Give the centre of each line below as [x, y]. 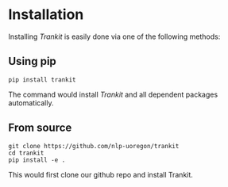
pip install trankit [43, 80]
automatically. [31, 103]
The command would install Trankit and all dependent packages [113, 94]
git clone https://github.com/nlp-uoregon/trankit [94, 146]
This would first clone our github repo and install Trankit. [100, 174]
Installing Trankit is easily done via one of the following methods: [114, 36]
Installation [46, 15]
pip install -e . [37, 160]
